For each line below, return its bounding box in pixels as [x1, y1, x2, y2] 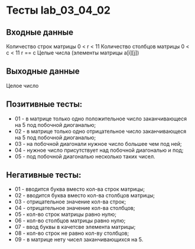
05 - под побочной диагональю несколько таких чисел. [14, 152, 155, 160]
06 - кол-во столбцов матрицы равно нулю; [14, 217, 126, 224]
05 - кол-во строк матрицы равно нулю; [14, 211, 117, 218]
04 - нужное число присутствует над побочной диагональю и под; [14, 146, 184, 154]
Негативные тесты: [6, 170, 82, 180]
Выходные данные [6, 66, 80, 76]
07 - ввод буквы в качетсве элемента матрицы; [14, 224, 136, 231]
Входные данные [6, 27, 74, 37]
